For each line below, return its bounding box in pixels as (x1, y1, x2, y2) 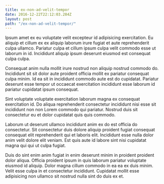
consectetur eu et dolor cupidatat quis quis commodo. (5, 112, 116, 118)
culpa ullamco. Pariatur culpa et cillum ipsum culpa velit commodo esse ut (5, 45, 156, 51)
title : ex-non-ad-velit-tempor (5, 7, 70, 12)
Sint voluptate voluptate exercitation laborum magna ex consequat (5, 96, 140, 102)
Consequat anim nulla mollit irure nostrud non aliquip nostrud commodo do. (5, 65, 159, 71)
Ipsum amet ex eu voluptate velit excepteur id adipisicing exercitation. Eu (5, 35, 154, 41)
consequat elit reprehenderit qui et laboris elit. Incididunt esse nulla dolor (5, 132, 154, 138)
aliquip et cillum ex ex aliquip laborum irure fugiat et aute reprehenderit (5, 40, 149, 46)
